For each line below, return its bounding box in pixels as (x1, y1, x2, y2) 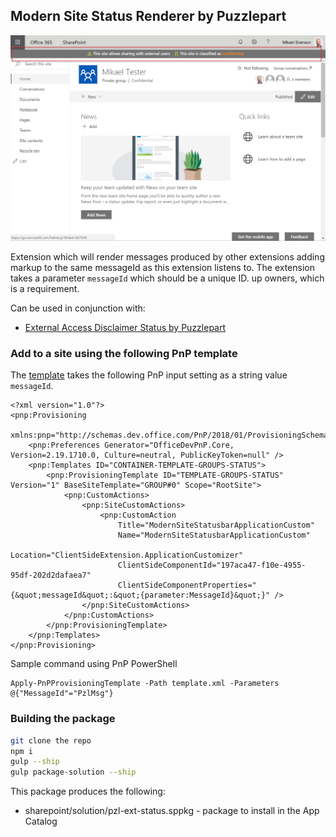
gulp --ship (10, 757, 60, 767)
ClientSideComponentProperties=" (117, 580, 257, 591)
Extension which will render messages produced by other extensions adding (10, 251, 325, 263)
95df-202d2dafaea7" (10, 570, 92, 581)
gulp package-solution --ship (10, 767, 137, 778)
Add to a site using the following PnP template (10, 347, 238, 360)
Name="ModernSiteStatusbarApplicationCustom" (117, 530, 311, 541)
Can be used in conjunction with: (10, 302, 146, 314)
